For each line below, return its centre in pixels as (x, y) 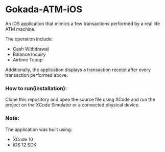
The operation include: (29, 39)
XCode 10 (23, 139)
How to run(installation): (36, 88)
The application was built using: (39, 129)
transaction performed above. (37, 75)
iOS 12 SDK (25, 145)
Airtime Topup (28, 59)
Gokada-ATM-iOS (44, 9)
